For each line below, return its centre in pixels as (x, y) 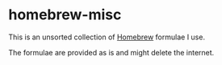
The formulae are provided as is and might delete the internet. (111, 52)
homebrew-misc (65, 15)
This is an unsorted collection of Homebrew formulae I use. (107, 37)
